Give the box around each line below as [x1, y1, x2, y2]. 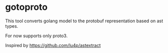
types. [5, 23, 19, 29]
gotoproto [5, 1, 48, 13]
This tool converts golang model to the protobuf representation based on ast [5, 18, 163, 24]
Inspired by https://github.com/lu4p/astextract [5, 42, 101, 48]
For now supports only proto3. [5, 33, 68, 39]
